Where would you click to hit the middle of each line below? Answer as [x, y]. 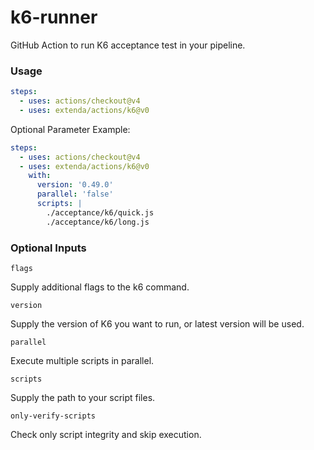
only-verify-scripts [53, 416]
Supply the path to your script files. [83, 398]
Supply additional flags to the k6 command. [100, 287]
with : [40, 176]
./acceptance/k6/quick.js [100, 212]
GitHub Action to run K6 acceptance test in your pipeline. [128, 45]
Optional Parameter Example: [70, 129]
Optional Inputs [48, 248]
